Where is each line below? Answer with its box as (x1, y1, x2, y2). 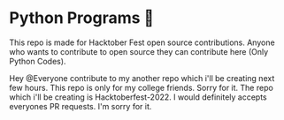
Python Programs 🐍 (9, 8, 155, 28)
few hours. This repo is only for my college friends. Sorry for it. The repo (9, 82, 274, 93)
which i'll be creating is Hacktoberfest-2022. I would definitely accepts (9, 92, 267, 102)
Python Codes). (9, 56, 66, 66)
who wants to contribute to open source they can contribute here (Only (9, 46, 269, 56)
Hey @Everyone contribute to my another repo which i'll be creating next (9, 72, 275, 83)
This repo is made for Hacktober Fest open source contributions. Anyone (9, 37, 276, 48)
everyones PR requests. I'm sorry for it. (9, 101, 152, 111)
